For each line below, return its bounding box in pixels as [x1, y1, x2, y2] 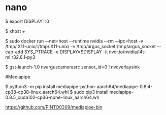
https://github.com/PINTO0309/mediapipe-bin [5, 104, 103, 110]
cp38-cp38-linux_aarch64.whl [5, 89, 69, 95]
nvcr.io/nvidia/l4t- [109, 49, 146, 55]
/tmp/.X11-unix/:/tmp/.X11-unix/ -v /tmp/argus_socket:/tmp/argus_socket [5, 43, 156, 49]
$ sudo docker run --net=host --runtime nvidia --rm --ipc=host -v [5, 37, 144, 44]
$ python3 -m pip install [5, 83, 55, 90]
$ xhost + [5, 28, 25, 34]
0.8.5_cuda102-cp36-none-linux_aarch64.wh [5, 94, 100, 100]
